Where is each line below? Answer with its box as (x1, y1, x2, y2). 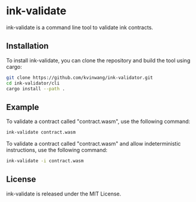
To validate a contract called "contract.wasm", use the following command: (6, 118, 191, 125)
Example (6, 102, 39, 112)
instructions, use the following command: (6, 147, 108, 154)
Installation (6, 41, 49, 51)
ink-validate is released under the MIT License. (6, 190, 122, 197)
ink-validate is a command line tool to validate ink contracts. (6, 24, 154, 31)
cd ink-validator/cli (6, 80, 60, 86)
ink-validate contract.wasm (6, 130, 76, 135)
